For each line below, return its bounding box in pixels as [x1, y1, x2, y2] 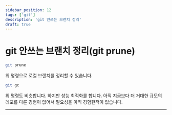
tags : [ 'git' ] [5, 12, 36, 17]
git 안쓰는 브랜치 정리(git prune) [5, 45, 136, 57]
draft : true [5, 21, 31, 27]
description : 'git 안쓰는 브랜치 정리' [5, 17, 82, 22]
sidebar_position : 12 [5, 7, 52, 13]
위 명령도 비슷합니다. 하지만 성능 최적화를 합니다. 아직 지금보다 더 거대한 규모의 [5, 93, 162, 99]
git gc [5, 83, 19, 88]
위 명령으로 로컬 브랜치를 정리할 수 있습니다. [5, 73, 93, 79]
